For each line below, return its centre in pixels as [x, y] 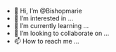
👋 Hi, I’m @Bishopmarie [48, 11]
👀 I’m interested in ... [44, 18]
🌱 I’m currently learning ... [51, 26]
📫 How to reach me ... [46, 41]
